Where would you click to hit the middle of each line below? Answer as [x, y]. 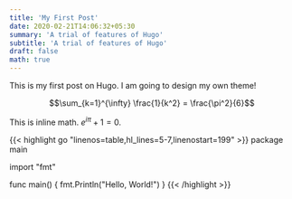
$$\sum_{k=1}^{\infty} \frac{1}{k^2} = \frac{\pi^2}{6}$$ [152, 103]
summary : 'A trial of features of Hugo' [87, 34]
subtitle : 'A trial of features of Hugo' [89, 43]
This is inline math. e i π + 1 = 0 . [66, 121]
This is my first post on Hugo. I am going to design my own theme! [133, 85]
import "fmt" [33, 166]
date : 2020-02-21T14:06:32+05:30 [72, 26]
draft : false [34, 52]
